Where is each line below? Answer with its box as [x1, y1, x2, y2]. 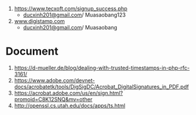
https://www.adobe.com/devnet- [14, 76, 95, 84]
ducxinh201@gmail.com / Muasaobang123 [23, 11, 126, 18]
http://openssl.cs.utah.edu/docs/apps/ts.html [14, 102, 126, 109]
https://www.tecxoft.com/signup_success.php [14, 5, 127, 12]
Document [5, 44, 59, 58]
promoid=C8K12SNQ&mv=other [14, 95, 93, 103]
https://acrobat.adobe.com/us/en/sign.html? [14, 89, 123, 97]
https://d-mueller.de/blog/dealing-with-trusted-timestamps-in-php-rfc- [14, 64, 190, 71]
